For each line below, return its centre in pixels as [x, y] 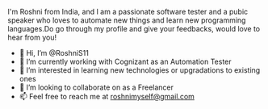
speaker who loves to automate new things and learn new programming [127, 20]
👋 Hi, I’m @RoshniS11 [54, 53]
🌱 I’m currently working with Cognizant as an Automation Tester [125, 61]
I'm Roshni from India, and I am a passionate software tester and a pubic [128, 12]
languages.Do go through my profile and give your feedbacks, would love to [134, 29]
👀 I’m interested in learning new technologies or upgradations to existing [140, 70]
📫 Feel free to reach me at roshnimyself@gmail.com [107, 96]
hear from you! [32, 37]
